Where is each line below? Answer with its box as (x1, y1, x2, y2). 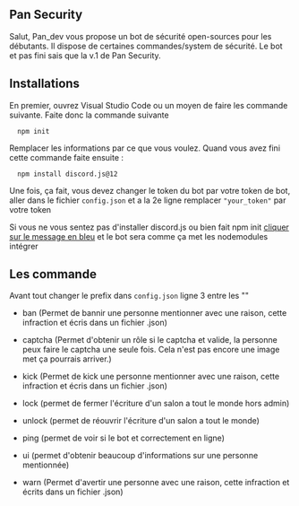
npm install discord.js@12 (17, 170, 118, 179)
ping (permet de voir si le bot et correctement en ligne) (21, 432, 226, 443)
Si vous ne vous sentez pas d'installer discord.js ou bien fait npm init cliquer (9, 222, 289, 232)
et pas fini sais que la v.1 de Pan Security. (9, 49, 161, 61)
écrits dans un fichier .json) (21, 486, 124, 497)
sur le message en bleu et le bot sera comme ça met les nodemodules (9, 231, 269, 241)
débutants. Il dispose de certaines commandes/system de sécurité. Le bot (9, 40, 284, 51)
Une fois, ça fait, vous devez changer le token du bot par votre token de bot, (9, 185, 291, 196)
